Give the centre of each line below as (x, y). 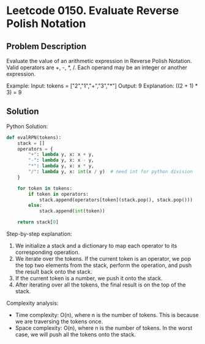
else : (35, 206)
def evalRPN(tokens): (34, 137)
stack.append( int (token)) (72, 211)
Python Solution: (27, 126)
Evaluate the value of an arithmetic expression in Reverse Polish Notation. (99, 61)
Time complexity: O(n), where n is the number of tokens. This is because (107, 315)
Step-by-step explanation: (39, 234)
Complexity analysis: (32, 303)
